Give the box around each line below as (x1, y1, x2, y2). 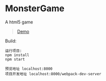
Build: (5, 38, 17, 44)
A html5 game (5, 19, 33, 25)
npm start (5, 57, 25, 61)
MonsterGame (5, 3, 64, 14)
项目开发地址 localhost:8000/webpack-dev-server (5, 71, 102, 76)
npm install (5, 52, 29, 58)
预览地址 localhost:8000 (5, 66, 53, 71)
